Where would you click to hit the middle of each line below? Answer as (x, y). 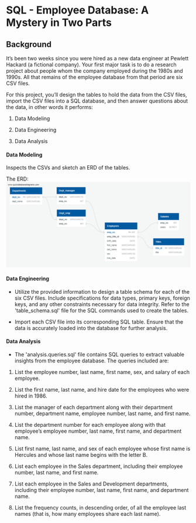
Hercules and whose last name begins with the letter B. (81, 454)
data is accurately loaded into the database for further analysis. (91, 328)
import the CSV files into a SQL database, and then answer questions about (97, 101)
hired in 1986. (31, 396)
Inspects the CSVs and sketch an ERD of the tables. (68, 168)
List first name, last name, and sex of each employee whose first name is (102, 449)
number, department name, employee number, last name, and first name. (102, 413)
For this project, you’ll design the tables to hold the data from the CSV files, (97, 95)
